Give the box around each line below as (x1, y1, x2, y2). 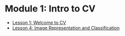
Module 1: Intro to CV (5, 3, 96, 14)
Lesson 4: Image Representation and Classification (12, 24, 120, 30)
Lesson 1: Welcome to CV (12, 19, 66, 25)
